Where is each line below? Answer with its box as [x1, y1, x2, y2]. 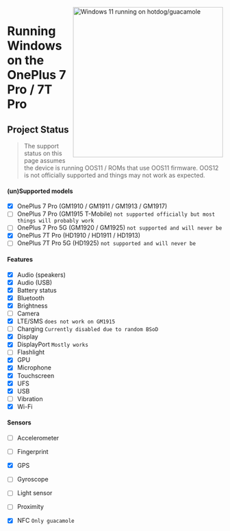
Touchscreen [16, 371, 55, 380]
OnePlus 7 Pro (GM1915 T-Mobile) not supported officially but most [16, 210, 216, 218]
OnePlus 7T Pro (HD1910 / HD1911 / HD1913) [16, 231, 141, 240]
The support [23, 142, 60, 150]
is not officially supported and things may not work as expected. [23, 171, 205, 179]
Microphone [16, 363, 51, 372]
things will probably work [16, 218, 94, 225]
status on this [23, 149, 63, 157]
